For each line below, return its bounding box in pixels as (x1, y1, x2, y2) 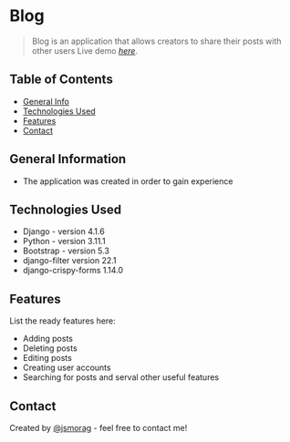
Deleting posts (22, 343, 78, 354)
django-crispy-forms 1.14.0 (22, 265, 124, 276)
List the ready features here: (9, 315, 116, 326)
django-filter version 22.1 (22, 255, 117, 266)
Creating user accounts (22, 362, 111, 374)
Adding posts (22, 334, 73, 344)
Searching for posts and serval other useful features (22, 372, 220, 383)
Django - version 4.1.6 (22, 226, 105, 237)
